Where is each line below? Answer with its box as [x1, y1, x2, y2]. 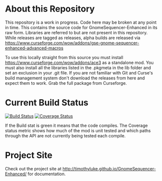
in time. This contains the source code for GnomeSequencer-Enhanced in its [5, 24, 158, 30]
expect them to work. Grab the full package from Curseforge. [5, 80, 127, 86]
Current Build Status [5, 97, 88, 108]
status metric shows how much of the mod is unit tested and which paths [5, 127, 151, 134]
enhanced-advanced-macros [5, 45, 64, 51]
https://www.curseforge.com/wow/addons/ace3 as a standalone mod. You [5, 60, 154, 65]
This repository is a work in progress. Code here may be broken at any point [5, 19, 157, 25]
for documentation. [27, 171, 66, 177]
